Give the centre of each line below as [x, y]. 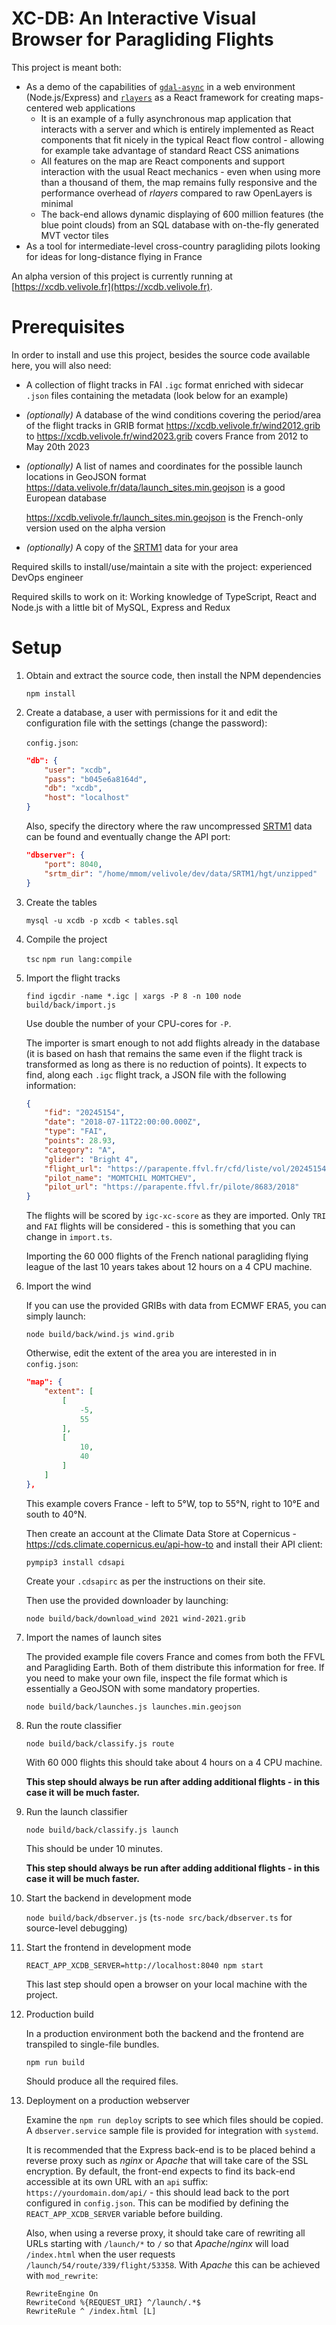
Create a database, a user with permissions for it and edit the [151, 712]
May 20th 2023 [57, 446]
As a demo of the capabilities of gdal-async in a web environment [160, 86]
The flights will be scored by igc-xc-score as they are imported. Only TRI [176, 1216]
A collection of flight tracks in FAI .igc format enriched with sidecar [164, 384]
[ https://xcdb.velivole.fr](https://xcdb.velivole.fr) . [112, 286]
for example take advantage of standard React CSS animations [170, 150]
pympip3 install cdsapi [75, 1562]
